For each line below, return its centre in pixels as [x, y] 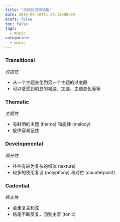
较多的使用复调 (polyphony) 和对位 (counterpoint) [64, 172]
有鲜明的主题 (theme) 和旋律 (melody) [52, 124]
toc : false [17, 24]
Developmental [24, 144]
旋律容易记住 [26, 131]
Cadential [17, 185]
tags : [11, 29]
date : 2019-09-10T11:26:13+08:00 [40, 15]
